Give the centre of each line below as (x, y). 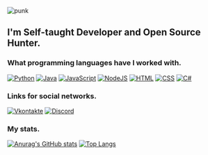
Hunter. (24, 43)
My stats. (24, 129)
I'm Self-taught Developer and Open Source (104, 32)
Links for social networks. (52, 95)
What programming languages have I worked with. (95, 63)
